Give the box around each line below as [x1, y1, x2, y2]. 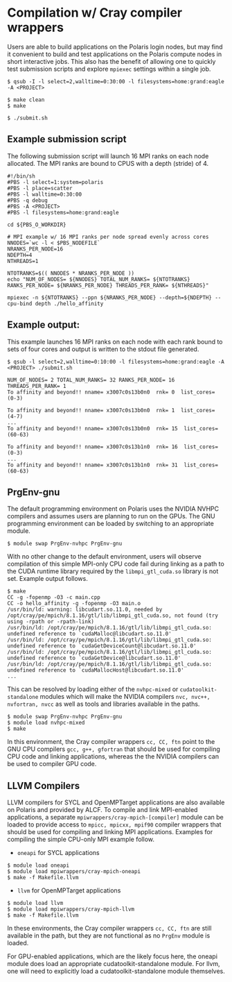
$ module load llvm [7, 900, 64, 907]
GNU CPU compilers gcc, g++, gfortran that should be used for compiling [7, 745, 220, 754]
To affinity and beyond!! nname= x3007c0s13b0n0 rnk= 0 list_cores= [7, 389, 215, 396]
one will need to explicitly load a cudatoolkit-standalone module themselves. [7, 967, 225, 976]
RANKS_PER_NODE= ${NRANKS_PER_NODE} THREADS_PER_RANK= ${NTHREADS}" [7, 282, 209, 289]
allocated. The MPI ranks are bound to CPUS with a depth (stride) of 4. [7, 159, 209, 167]
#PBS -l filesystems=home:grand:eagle [7, 209, 119, 216]
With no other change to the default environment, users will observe [7, 552, 202, 561]
